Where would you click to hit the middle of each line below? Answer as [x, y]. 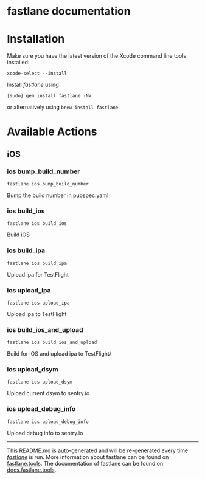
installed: [18, 63]
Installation [36, 39]
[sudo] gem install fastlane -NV [49, 96]
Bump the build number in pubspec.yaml [58, 195]
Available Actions [52, 132]
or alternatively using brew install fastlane [63, 107]
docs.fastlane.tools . [32, 470]
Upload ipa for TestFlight [38, 274]
